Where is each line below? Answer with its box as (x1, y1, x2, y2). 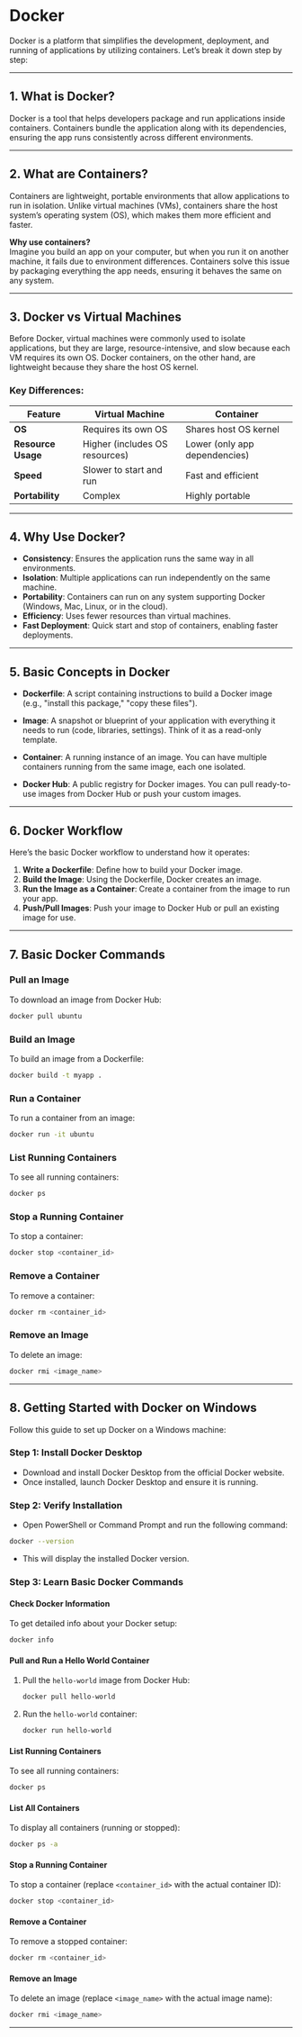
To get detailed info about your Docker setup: (9, 1618, 178, 1629)
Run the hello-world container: (22, 1708, 138, 1720)
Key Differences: (9, 385, 84, 397)
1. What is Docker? (9, 89, 115, 104)
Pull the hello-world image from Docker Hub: (22, 1675, 191, 1686)
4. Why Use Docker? (9, 530, 126, 545)
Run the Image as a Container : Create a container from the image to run (22, 883, 290, 894)
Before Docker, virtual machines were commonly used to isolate (9, 333, 245, 344)
